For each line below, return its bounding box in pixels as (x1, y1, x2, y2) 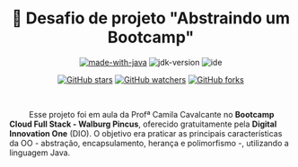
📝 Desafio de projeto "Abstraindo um (12, 8, 290, 29)
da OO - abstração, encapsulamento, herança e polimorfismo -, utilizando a (9, 137, 289, 148)
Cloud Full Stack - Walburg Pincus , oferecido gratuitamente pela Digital (9, 119, 277, 129)
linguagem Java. (9, 147, 71, 158)
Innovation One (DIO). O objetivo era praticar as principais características (9, 127, 283, 138)
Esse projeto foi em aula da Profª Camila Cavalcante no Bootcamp (29, 109, 275, 119)
